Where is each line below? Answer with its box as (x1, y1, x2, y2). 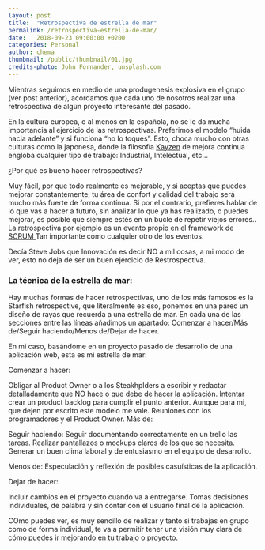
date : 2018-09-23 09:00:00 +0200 (8, 33, 126, 42)
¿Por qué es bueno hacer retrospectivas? (8, 165, 142, 175)
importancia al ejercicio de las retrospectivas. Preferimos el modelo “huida (8, 125, 251, 134)
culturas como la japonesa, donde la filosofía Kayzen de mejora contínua (8, 141, 245, 151)
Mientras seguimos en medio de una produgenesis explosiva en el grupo (8, 85, 245, 94)
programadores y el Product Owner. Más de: (8, 414, 153, 424)
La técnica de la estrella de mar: (8, 274, 133, 285)
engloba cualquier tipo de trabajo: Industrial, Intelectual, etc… (8, 150, 208, 160)
